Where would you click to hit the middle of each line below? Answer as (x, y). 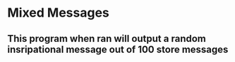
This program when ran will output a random (107, 39)
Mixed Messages (58, 13)
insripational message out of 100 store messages (118, 49)
